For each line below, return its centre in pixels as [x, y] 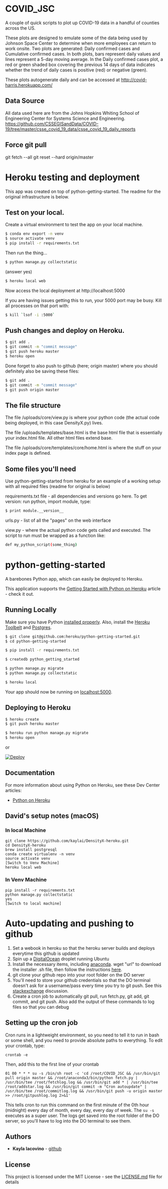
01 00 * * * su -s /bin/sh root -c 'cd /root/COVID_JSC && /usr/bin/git [83, 1073]
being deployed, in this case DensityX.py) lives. [54, 423]
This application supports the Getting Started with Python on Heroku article [83, 588]
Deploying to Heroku [38, 708]
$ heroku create [22, 719]
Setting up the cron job [42, 1023]
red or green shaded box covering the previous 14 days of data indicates [80, 64]
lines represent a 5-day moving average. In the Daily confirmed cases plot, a [84, 59]
